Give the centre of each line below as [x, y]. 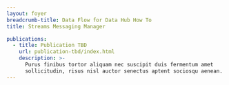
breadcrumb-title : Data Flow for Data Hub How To [79, 20]
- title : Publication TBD [50, 46]
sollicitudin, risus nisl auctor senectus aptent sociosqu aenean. [124, 71]
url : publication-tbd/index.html [67, 52]
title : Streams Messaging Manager [56, 26]
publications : [27, 39]
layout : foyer [27, 13]
